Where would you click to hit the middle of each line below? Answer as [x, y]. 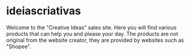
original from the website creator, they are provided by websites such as [95, 40]
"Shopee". [19, 46]
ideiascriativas [44, 11]
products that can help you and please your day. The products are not [92, 33]
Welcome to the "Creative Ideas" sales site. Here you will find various [91, 27]
